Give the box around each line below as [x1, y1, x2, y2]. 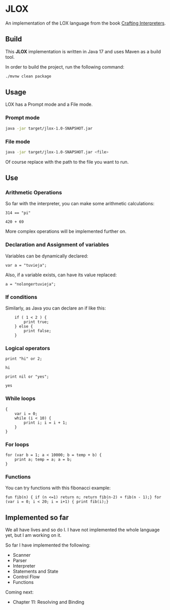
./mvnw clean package [5, 74, 52, 79]
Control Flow [12, 574, 40, 580]
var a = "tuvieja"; [5, 263, 47, 268]
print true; [24, 319, 50, 325]
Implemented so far [5, 513, 69, 522]
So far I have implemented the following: [5, 542, 91, 548]
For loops [5, 441, 29, 448]
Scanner [12, 552, 31, 558]
